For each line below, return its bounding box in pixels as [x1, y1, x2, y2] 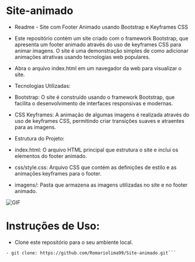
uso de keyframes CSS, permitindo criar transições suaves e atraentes [14, 117, 185, 124]
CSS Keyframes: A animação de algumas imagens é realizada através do [14, 111, 190, 118]
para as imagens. [14, 123, 57, 130]
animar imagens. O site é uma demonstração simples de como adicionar [14, 47, 189, 54]
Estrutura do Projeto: [14, 135, 65, 142]
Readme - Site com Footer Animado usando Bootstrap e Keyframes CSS [14, 23, 189, 30]
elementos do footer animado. [14, 152, 88, 159]
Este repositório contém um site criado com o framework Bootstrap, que [14, 35, 189, 42]
